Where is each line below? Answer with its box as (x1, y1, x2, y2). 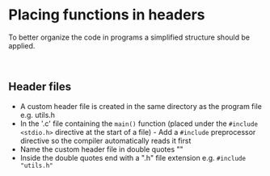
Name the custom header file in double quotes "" (19, 144, 184, 154)
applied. (8, 40, 36, 50)
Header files (8, 80, 72, 94)
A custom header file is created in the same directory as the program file (19, 101, 263, 111)
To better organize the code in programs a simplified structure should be (8, 32, 251, 42)
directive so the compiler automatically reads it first (19, 136, 192, 145)
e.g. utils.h (19, 110, 55, 119)
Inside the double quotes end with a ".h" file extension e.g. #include (19, 153, 247, 162)
